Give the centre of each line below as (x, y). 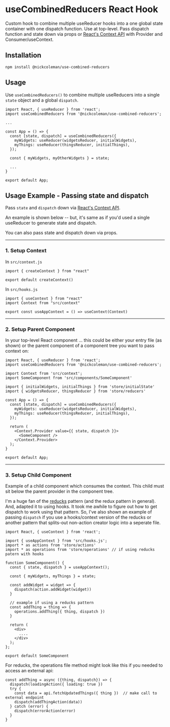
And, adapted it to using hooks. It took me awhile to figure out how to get (81, 506)
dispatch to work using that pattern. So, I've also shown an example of (79, 512)
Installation (23, 55)
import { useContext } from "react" (44, 298)
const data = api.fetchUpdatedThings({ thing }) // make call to (86, 693)
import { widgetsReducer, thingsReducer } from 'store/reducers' (75, 391)
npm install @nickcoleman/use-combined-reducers (57, 67)
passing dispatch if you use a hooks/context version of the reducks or (78, 518)
